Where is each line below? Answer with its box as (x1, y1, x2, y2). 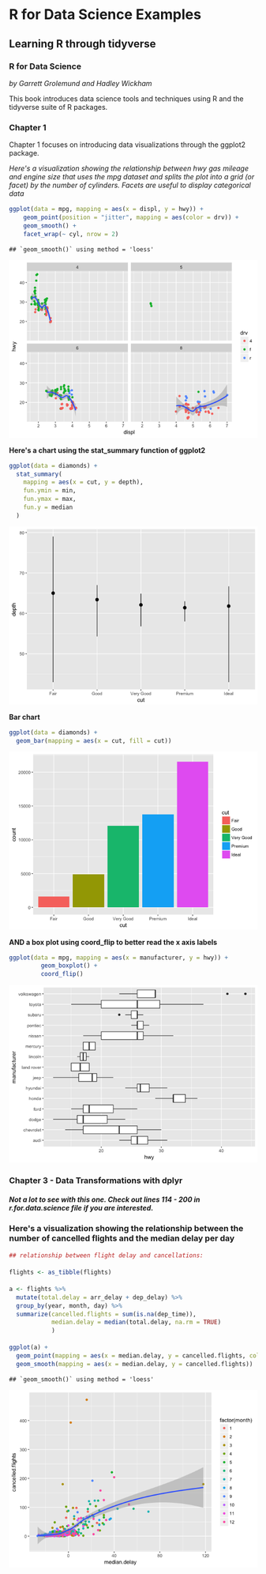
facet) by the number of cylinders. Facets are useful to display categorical (9, 180, 251, 190)
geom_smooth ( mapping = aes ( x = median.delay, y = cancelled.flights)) (16, 1360, 253, 1368)
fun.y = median (23, 503, 73, 511)
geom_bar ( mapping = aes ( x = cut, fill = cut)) (16, 736, 172, 744)
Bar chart (9, 712, 40, 721)
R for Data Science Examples (9, 6, 202, 24)
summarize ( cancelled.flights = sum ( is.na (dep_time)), (16, 1310, 197, 1318)
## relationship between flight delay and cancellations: (9, 1252, 204, 1260)
